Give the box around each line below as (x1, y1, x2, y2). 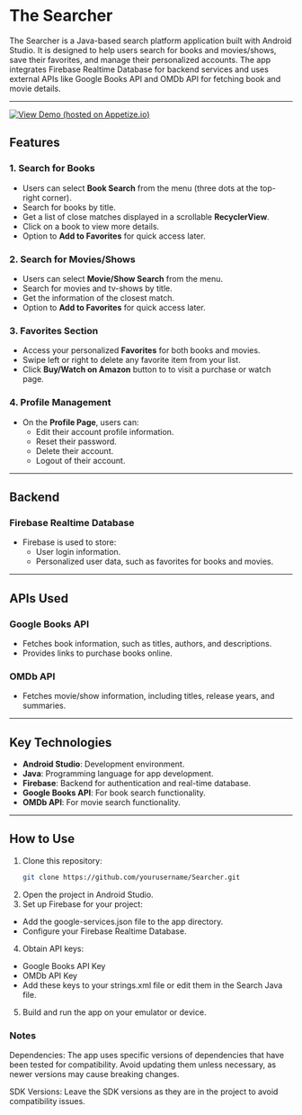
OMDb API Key (22, 970, 78, 981)
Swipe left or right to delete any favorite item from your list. (22, 355, 241, 366)
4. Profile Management (9, 396, 111, 409)
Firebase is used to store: (22, 537, 117, 548)
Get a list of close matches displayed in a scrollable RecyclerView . (22, 211, 270, 222)
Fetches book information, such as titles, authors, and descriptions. (22, 638, 272, 648)
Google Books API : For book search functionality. (22, 787, 207, 798)
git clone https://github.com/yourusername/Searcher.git (22, 873, 241, 882)
